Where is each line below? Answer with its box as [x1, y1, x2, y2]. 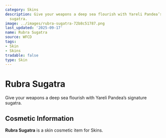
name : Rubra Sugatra [5, 30, 48, 35]
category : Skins [5, 7, 39, 12]
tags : [5, 39, 16, 44]
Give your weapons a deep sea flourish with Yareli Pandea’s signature [5, 95, 147, 101]
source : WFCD [5, 35, 32, 40]
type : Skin [5, 57, 28, 62]
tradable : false [5, 53, 39, 58]
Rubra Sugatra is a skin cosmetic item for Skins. [5, 127, 103, 133]
